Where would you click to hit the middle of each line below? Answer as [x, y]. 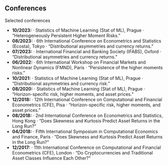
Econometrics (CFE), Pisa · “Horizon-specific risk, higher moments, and [86, 105]
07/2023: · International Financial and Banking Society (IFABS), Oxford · [87, 51]
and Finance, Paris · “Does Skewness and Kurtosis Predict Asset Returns [87, 136]
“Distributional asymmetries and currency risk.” [61, 83]
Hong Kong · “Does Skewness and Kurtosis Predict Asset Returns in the [86, 121]
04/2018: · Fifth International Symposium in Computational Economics [85, 131]
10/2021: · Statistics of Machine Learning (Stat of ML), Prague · [77, 78]
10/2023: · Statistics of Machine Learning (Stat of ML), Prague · [78, 30]
